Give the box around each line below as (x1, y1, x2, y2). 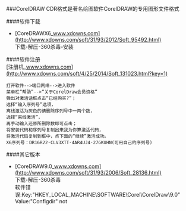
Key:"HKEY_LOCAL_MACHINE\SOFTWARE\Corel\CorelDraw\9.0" (21, 191, 181, 198)
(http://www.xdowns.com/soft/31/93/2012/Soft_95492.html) (14, 36, 162, 43)
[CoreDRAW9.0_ (14, 163, 55, 170)
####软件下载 (6, 18, 40, 25)
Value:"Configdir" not (14, 198, 67, 204)
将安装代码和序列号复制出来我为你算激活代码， (6, 127, 104, 133)
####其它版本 (6, 151, 40, 158)
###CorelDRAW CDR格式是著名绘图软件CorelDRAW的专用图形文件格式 (6, 5, 179, 12)
